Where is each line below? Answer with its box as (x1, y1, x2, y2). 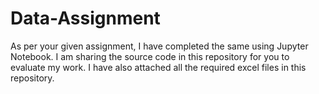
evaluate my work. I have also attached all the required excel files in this (10, 61, 307, 73)
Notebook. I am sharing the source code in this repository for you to (10, 50, 290, 62)
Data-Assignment (10, 7, 161, 30)
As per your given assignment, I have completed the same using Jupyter (10, 40, 309, 52)
